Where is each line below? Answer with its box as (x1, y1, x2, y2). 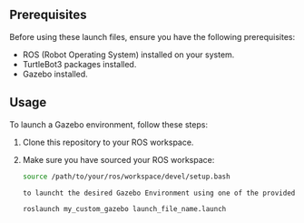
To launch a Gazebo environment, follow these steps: (9, 118, 209, 130)
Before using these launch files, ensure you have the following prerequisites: (9, 31, 296, 42)
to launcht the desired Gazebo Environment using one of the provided (22, 188, 296, 198)
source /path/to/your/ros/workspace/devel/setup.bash (22, 172, 230, 181)
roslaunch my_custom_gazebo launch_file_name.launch (22, 205, 227, 214)
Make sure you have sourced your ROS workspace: (22, 154, 215, 165)
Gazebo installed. (22, 68, 88, 79)
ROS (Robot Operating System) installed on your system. (22, 49, 235, 60)
